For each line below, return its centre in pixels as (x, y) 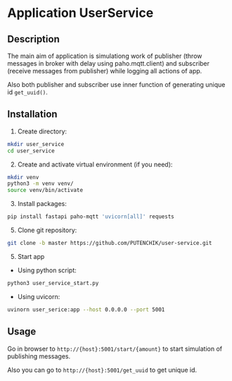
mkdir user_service (36, 144)
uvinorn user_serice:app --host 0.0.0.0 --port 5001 (86, 309)
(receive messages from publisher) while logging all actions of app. (105, 71)
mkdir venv (23, 177)
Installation (32, 114)
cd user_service (31, 151)
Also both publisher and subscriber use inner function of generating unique (116, 85)
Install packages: (42, 204)
